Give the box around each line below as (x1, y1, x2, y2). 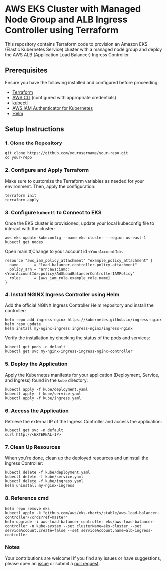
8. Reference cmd (5, 495, 49, 502)
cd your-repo (5, 155, 32, 160)
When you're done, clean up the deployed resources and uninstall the (5, 455, 149, 461)
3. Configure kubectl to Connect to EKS (5, 209, 102, 216)
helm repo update (5, 322, 41, 327)
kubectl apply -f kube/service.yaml (5, 391, 81, 396)
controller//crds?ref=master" (5, 515, 68, 520)
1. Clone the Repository (5, 140, 62, 146)
